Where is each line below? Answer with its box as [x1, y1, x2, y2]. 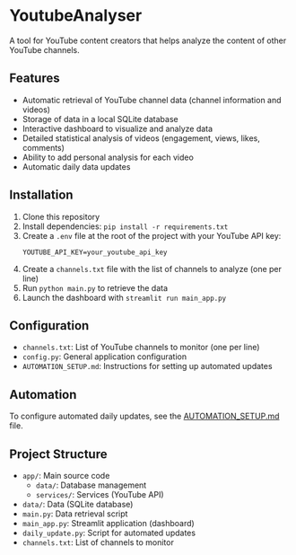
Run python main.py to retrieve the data [22, 282, 169, 293]
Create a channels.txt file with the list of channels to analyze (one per [22, 263, 283, 274]
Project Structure [9, 446, 108, 462]
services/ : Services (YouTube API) [35, 489, 164, 499]
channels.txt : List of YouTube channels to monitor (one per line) [22, 342, 260, 353]
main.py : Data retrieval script [22, 508, 128, 519]
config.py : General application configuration [22, 351, 187, 362]
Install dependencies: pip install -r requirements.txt [22, 221, 229, 232]
